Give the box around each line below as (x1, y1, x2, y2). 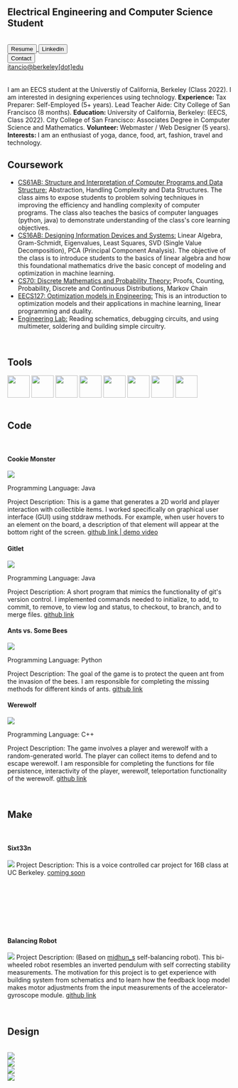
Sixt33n (7, 844, 32, 853)
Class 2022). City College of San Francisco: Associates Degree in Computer (7, 116, 230, 124)
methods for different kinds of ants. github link (7, 684, 144, 693)
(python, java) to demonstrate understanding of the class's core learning (17, 215, 231, 224)
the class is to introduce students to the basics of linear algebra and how (17, 253, 231, 262)
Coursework (7, 159, 64, 171)
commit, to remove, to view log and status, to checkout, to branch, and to (7, 602, 222, 611)
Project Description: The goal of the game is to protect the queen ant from (7, 669, 225, 678)
